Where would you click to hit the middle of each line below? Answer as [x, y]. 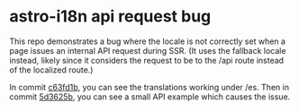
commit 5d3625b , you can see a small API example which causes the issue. [150, 97]
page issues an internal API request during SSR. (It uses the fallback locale [148, 50]
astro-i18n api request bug [110, 17]
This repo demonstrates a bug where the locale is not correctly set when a [148, 41]
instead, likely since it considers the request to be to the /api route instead [147, 60]
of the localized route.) [51, 70]
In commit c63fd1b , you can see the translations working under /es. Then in [149, 87]
